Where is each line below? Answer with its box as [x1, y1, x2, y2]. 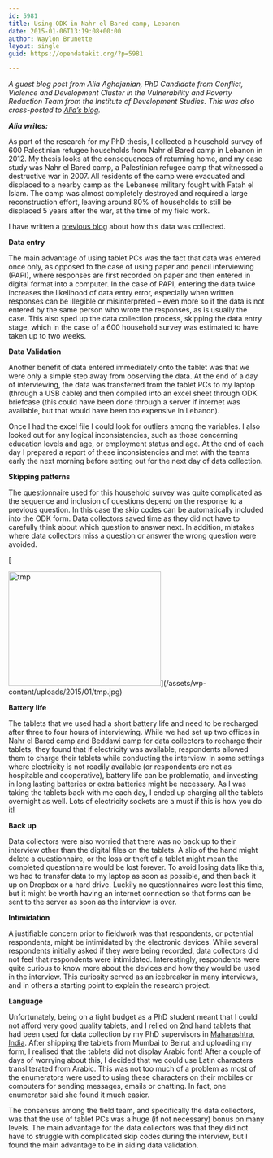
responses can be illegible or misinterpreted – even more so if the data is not [8, 296, 265, 306]
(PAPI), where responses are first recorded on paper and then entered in [8, 270, 251, 280]
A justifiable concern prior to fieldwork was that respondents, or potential [8, 929, 253, 938]
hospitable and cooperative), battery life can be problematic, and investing [8, 771, 258, 780]
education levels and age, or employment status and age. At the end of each [8, 439, 264, 448]
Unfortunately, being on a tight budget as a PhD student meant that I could [8, 1012, 258, 1021]
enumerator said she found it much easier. [8, 1090, 150, 1099]
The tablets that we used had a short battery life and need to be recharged [8, 719, 258, 728]
